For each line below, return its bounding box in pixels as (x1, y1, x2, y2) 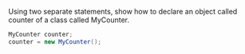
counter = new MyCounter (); (8, 37, 102, 46)
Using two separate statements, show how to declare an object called (8, 7, 238, 16)
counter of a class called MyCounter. (8, 15, 130, 25)
